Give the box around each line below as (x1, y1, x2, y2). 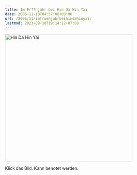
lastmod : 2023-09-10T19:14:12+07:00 (5, 20, 79, 26)
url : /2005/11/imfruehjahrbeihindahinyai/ (5, 16, 92, 21)
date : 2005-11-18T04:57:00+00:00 (5, 12, 73, 16)
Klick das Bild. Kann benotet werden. (5, 165, 78, 171)
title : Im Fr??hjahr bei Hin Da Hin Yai (5, 7, 88, 12)
